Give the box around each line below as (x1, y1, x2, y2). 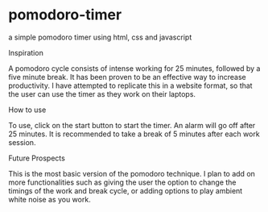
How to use (8, 105, 47, 114)
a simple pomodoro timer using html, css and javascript (8, 32, 192, 42)
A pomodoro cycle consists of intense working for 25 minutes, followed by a (8, 63, 261, 73)
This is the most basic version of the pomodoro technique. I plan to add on (8, 168, 256, 178)
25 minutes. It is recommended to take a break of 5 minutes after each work (8, 129, 260, 139)
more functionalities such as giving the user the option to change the (8, 177, 237, 187)
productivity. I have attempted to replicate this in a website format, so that (8, 81, 253, 90)
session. (8, 137, 36, 147)
